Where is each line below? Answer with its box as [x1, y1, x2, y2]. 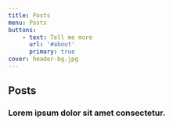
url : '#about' [28, 41, 76, 49]
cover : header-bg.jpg [8, 56, 79, 63]
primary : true [28, 48, 76, 56]
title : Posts [8, 11, 51, 20]
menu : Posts [8, 19, 47, 27]
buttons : [8, 26, 37, 34]
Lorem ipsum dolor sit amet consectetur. [8, 107, 166, 118]
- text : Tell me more [22, 33, 92, 41]
